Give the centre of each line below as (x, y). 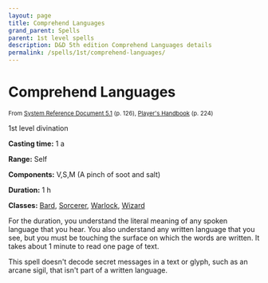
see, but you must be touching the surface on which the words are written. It (134, 238)
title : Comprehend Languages (57, 23)
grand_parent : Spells (44, 30)
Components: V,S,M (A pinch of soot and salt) (85, 174)
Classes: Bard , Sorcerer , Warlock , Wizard (77, 205)
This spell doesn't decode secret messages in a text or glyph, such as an (128, 261)
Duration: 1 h (30, 190)
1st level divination (38, 128)
